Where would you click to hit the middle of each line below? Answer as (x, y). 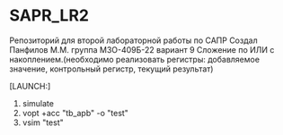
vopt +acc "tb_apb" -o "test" (75, 113)
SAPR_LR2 (49, 16)
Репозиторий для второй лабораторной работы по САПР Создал (133, 40)
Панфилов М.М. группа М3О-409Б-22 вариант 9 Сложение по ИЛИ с (142, 49)
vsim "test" (43, 122)
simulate (38, 103)
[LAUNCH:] (30, 86)
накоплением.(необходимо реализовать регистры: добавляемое (135, 59)
